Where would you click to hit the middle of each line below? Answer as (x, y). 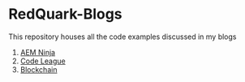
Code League (43, 61)
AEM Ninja (37, 52)
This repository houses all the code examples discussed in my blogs (122, 37)
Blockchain (39, 69)
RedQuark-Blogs (66, 14)
